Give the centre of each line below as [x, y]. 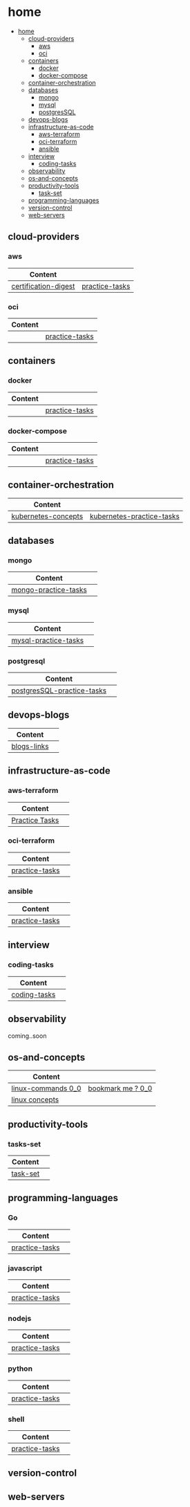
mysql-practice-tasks [48, 640]
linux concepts [35, 1099]
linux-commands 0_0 [46, 1088]
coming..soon [27, 1036]
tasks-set [24, 1144]
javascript [25, 1268]
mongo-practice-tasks [49, 590]
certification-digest [43, 286]
